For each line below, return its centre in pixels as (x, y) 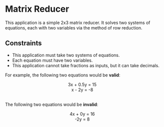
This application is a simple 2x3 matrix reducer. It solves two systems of (78, 23)
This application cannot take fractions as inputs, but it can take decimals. (86, 65)
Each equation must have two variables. (52, 60)
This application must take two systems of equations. (66, 55)
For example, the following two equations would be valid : (63, 75)
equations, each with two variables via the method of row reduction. (74, 27)
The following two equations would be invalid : (52, 104)
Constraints (23, 43)
